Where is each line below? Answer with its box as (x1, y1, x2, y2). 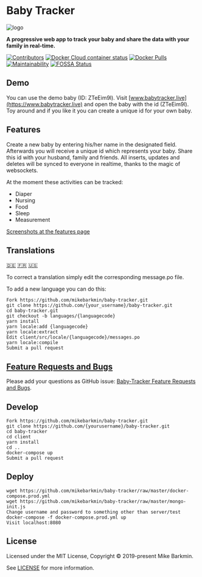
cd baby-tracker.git (6, 308, 59, 314)
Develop (6, 402, 38, 412)
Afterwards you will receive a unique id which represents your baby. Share (6, 147, 193, 154)
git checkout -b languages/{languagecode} (6, 313, 116, 319)
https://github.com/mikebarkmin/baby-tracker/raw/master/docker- (19, 488, 189, 494)
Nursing (15, 196, 35, 204)
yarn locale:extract (6, 329, 59, 335)
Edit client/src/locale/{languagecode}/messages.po (6, 334, 140, 340)
